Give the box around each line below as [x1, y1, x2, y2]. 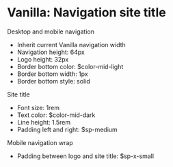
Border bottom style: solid [16, 77, 90, 85]
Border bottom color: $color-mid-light [16, 62, 124, 70]
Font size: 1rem [16, 103, 60, 112]
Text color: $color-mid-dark [16, 111, 96, 119]
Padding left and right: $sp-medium [16, 125, 118, 133]
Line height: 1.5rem [16, 118, 71, 126]
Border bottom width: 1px [16, 70, 88, 78]
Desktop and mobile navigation [7, 27, 94, 36]
